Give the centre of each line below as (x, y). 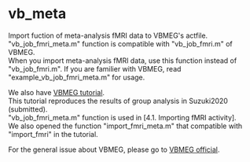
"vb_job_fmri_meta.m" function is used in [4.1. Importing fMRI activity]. (123, 117)
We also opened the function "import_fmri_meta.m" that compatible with (125, 126)
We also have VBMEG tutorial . (56, 92)
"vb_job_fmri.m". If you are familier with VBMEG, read (95, 68)
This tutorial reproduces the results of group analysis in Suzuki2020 (118, 101)
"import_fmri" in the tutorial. (53, 134)
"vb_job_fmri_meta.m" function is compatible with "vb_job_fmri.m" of (121, 43)
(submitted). (28, 109)
